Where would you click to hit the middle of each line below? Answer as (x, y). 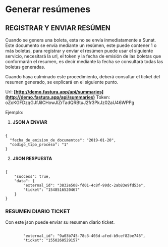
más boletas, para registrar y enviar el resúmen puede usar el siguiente (79, 51)
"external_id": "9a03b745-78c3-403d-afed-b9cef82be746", (84, 236)
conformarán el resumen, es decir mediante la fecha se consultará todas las (84, 61)
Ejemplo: (14, 112)
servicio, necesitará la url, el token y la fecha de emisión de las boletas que (83, 56)
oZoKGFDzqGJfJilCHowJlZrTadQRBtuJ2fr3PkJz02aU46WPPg (70, 103)
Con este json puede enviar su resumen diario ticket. (60, 222)
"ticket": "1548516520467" (52, 190)
